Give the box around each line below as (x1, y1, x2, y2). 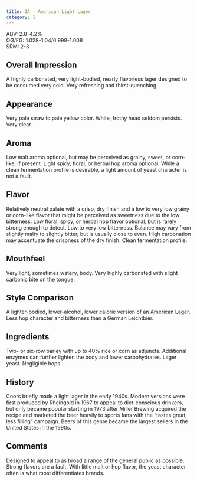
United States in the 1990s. (6, 424, 72, 431)
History (6, 377, 34, 387)
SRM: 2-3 (6, 42, 29, 50)
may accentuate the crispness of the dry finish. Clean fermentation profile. (6, 237, 188, 244)
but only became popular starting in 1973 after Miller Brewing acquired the (6, 405, 186, 412)
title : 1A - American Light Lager (6, 8, 91, 15)
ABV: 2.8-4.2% (6, 30, 42, 37)
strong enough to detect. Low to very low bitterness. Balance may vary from (6, 224, 191, 231)
